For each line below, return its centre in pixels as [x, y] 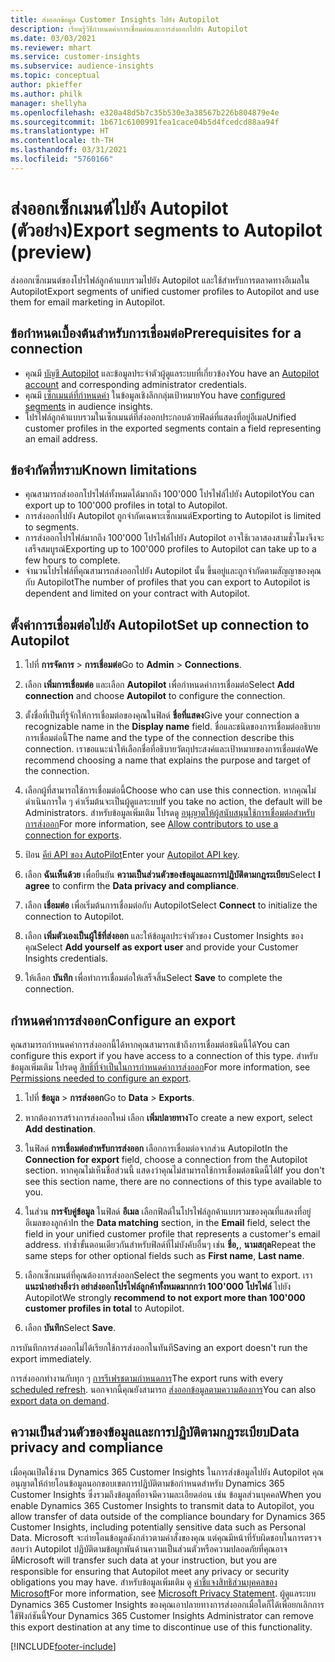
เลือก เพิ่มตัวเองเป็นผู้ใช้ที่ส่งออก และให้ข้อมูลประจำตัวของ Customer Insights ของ [164, 936]
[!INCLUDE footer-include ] [63, 1646]
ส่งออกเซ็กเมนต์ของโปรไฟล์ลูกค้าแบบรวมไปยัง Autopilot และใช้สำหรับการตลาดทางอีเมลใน [160, 280]
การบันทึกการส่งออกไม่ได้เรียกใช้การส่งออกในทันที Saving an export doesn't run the [159, 1347]
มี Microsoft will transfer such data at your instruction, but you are [144, 1560]
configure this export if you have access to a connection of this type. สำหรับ [164, 1055]
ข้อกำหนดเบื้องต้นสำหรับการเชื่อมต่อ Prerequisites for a [156, 333]
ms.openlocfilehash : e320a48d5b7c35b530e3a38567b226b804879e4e [145, 112]
